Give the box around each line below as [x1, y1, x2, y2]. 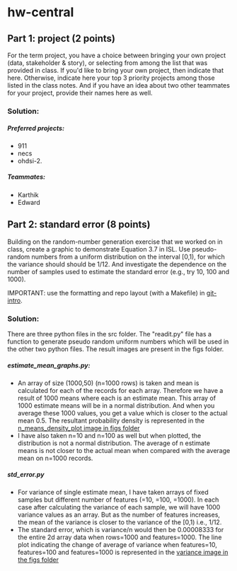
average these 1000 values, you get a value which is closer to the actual [17, 408, 228, 417]
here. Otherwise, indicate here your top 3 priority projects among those [7, 73, 215, 82]
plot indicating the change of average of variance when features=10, [17, 540, 218, 548]
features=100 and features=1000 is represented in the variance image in [17, 548, 229, 556]
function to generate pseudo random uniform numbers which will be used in [7, 337, 229, 346]
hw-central [7, 4, 74, 20]
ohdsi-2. [17, 156, 42, 165]
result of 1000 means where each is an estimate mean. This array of [17, 394, 216, 402]
